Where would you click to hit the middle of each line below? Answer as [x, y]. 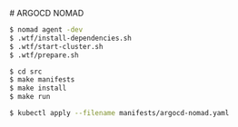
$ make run [30, 97]
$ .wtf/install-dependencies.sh [70, 38]
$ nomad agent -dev [46, 30]
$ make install [38, 88]
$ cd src [26, 72]
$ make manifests [42, 80]
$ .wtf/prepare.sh [44, 55]
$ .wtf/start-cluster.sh [56, 46]
